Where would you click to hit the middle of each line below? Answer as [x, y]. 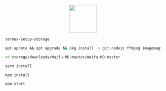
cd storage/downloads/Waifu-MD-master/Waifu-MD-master [63, 57]
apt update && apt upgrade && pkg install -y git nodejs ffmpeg [73, 48]
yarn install [19, 66]
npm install [17, 75]
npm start [15, 84]
